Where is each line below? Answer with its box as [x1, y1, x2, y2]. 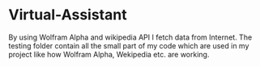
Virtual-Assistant [8, 6, 127, 24]
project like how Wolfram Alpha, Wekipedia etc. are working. [8, 49, 210, 59]
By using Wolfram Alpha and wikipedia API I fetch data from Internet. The [8, 32, 253, 42]
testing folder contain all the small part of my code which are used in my [8, 40, 249, 50]
